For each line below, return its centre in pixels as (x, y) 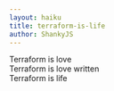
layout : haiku (36, 17)
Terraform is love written (54, 69)
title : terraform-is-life (57, 26)
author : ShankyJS (41, 34)
